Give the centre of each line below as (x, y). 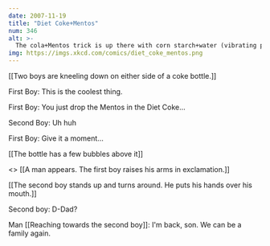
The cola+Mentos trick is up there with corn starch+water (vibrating (136, 46)
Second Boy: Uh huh (42, 123)
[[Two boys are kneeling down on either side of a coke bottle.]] (112, 76)
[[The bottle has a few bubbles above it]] (76, 154)
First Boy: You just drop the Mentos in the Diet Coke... (97, 107)
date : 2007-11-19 (37, 16)
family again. (29, 233)
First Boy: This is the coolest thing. (65, 92)
